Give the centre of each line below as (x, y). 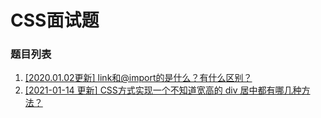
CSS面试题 (55, 20)
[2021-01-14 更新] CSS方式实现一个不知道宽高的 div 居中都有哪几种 (163, 90)
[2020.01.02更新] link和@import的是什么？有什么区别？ (138, 78)
